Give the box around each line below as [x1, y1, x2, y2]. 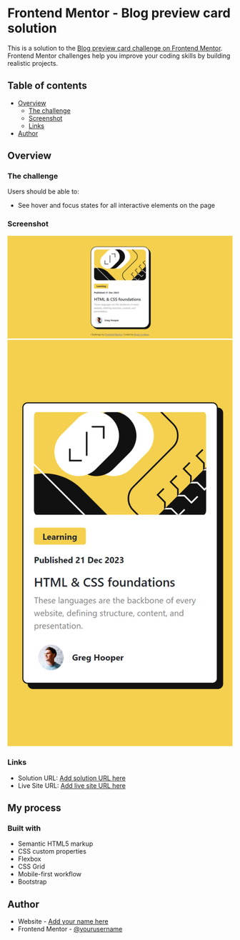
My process [7, 801, 61, 814]
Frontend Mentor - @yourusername [17, 925, 123, 934]
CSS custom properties [17, 847, 87, 856]
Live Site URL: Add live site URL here [17, 781, 126, 790]
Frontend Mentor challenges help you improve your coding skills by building [7, 51, 231, 60]
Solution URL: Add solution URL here [17, 774, 126, 782]
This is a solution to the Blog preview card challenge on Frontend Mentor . [7, 44, 223, 52]
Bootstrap [17, 877, 47, 886]
